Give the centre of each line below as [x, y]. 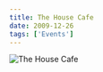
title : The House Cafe [51, 17]
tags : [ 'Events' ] [42, 34]
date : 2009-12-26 [42, 26]
